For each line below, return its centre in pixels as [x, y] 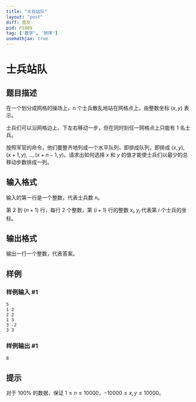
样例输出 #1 [22, 346]
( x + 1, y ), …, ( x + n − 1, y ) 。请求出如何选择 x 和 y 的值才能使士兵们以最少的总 [97, 155]
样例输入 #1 [22, 292]
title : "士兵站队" [27, 11]
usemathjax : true [27, 39]
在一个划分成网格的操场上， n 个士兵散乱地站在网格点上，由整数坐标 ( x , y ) [94, 108]
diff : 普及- [20, 22]
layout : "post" [25, 17]
